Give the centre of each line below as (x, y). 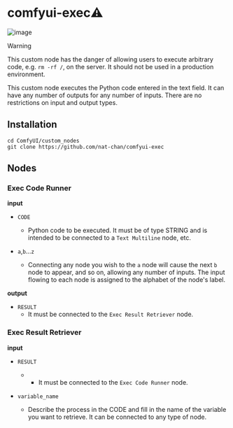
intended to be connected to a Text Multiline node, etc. (109, 238)
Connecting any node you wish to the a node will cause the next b (122, 265)
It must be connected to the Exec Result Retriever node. (111, 314)
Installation (32, 125)
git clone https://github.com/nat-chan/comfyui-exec (86, 147)
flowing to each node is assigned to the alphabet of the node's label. (127, 280)
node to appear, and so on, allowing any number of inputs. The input (126, 272)
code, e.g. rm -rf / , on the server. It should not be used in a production (111, 66)
